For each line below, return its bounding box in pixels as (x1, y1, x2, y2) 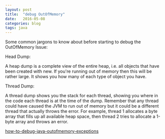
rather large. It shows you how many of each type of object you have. (5, 74, 147, 80)
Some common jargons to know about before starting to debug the (5, 39, 141, 45)
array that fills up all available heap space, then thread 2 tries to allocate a (5, 113, 156, 119)
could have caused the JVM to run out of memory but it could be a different (5, 103, 159, 109)
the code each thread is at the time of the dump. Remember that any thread (5, 98, 159, 104)
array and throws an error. (15, 119, 69, 125)
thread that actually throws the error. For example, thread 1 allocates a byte (5, 109, 158, 114)
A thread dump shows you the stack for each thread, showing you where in (5, 93, 158, 99)
